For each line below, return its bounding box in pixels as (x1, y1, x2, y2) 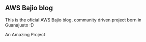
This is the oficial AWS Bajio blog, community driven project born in (5, 17, 142, 22)
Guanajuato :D (5, 22, 34, 28)
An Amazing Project (5, 31, 46, 37)
